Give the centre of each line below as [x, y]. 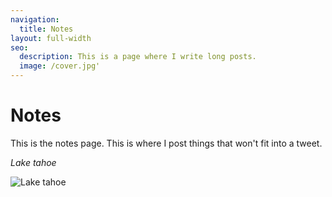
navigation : [35, 19]
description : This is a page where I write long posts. [138, 57]
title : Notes [46, 29]
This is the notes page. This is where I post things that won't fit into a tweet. [166, 143]
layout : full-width [51, 38]
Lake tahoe [33, 162]
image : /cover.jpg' [60, 66]
